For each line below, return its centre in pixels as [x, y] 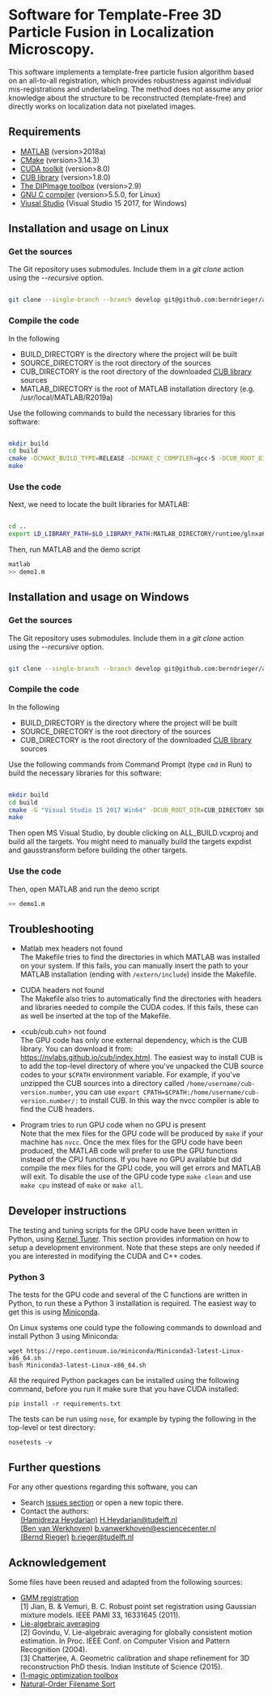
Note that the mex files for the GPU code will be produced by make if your [142, 1134]
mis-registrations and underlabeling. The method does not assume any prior [136, 89]
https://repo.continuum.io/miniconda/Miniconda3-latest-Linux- [135, 1351]
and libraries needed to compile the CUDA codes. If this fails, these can [139, 1007]
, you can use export [106, 1092]
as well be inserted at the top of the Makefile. [96, 1016]
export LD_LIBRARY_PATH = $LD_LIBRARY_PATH [79, 534]
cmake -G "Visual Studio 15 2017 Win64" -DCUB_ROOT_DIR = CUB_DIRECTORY [130, 810]
